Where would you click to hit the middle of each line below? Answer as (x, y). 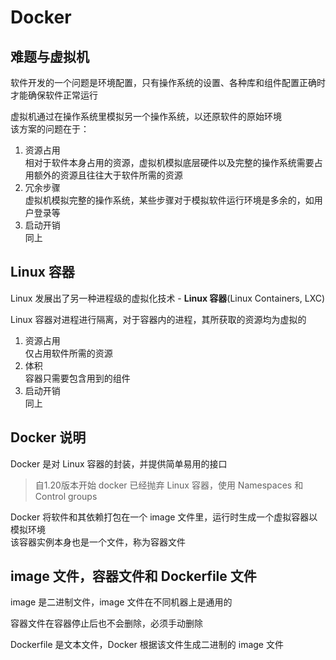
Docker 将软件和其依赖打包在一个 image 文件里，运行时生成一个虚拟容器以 (164, 517)
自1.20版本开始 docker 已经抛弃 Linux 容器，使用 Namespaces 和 (169, 485)
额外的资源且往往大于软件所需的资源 (108, 175)
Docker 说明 (48, 437)
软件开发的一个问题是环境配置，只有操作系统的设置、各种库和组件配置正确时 (168, 82)
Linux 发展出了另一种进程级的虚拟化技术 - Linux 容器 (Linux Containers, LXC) (168, 298)
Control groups (66, 496)
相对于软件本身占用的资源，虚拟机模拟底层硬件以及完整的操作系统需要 (169, 162)
